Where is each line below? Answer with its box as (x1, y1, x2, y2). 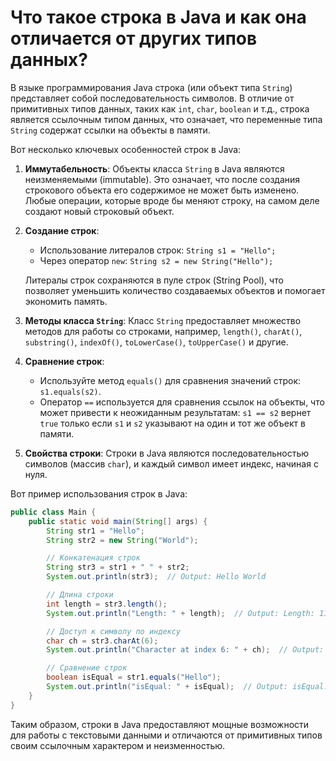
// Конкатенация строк (46, 553, 141, 563)
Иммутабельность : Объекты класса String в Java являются (24, 162, 285, 175)
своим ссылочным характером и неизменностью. (10, 739, 226, 751)
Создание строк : (24, 224, 100, 236)
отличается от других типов (10, 27, 258, 50)
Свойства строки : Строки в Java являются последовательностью (24, 447, 310, 459)
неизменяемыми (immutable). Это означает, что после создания (24, 173, 301, 185)
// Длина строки (46, 590, 114, 600)
